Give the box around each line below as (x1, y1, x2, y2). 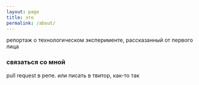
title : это (6, 14, 34, 20)
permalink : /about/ (6, 20, 56, 26)
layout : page (6, 8, 40, 15)
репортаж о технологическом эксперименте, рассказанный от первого (6, 37, 194, 44)
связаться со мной (6, 58, 66, 66)
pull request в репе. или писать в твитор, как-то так (6, 72, 140, 79)
